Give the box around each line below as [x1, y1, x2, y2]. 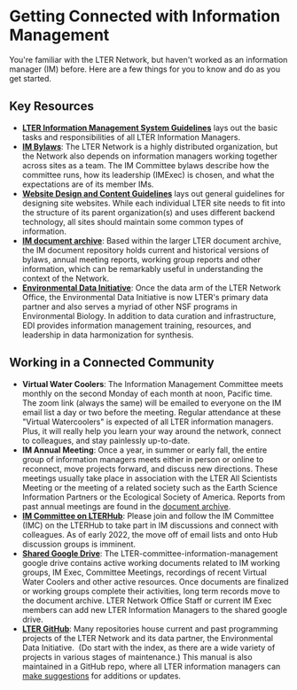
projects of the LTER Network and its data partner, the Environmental [21, 632, 273, 643]
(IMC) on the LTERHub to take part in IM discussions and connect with [21, 520, 279, 531]
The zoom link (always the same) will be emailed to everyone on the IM [21, 397, 282, 408]
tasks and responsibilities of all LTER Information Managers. [21, 131, 241, 143]
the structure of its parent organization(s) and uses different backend [21, 206, 276, 218]
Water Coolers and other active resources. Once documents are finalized [21, 576, 289, 586]
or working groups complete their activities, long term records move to [21, 585, 281, 596]
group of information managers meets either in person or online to [21, 454, 264, 464]
